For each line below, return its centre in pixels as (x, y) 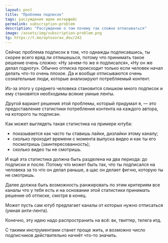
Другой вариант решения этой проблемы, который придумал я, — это (81, 103)
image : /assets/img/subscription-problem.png (53, 33)
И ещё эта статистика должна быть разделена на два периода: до (76, 159)
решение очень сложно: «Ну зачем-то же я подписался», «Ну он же (79, 63)
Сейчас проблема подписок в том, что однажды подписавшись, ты (78, 52)
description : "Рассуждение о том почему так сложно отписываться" (76, 29)
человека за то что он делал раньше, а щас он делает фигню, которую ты (84, 170)
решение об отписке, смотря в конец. (46, 195)
